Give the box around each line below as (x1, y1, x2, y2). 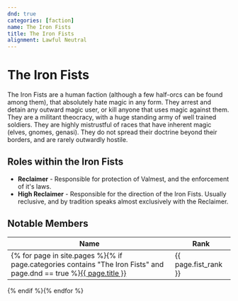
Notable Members (7, 218, 89, 230)
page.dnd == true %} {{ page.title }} (11, 268, 127, 278)
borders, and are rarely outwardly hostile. (7, 136, 128, 144)
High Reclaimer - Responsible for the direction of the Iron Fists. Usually (17, 189, 227, 198)
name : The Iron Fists (7, 23, 72, 30)
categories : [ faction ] (7, 17, 74, 24)
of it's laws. (17, 182, 52, 191)
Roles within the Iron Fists (7, 156, 124, 168)
